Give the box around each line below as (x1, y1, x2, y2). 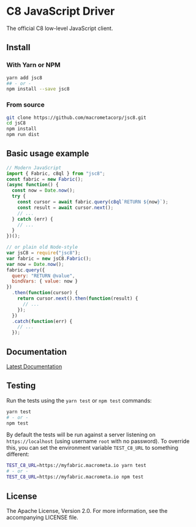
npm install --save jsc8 (6, 86, 70, 93)
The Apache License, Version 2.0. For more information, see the (6, 507, 168, 514)
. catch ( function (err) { (12, 318, 72, 324)
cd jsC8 (6, 120, 26, 126)
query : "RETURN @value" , (12, 273, 75, 279)
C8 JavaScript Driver (6, 4, 115, 18)
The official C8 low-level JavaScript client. (6, 25, 113, 32)
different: (6, 450, 29, 458)
